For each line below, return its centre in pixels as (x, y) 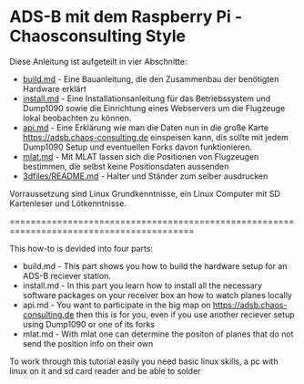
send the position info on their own (88, 343)
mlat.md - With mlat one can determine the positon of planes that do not (158, 334)
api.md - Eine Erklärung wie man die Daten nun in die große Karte (145, 127)
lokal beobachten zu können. (77, 118)
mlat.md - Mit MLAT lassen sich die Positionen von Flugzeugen (141, 156)
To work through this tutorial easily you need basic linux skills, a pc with (144, 361)
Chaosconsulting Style (98, 36)
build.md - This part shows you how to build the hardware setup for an (155, 265)
